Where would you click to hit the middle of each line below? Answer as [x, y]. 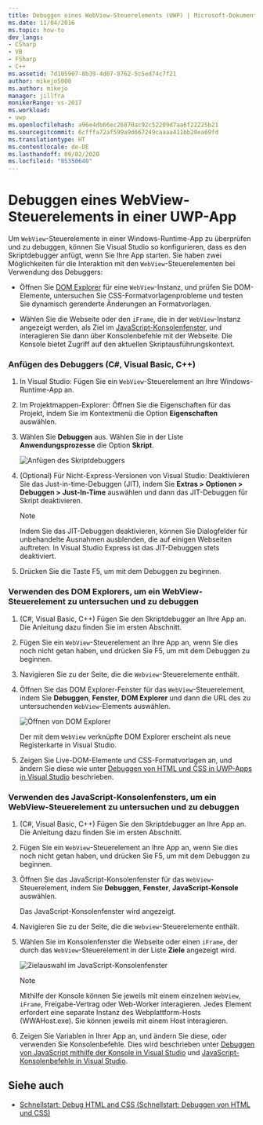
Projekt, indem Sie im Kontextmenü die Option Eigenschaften [118, 414]
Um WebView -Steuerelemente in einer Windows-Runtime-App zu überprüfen [130, 239]
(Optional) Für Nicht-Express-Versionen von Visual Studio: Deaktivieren [134, 476]
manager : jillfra [36, 96]
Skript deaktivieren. [51, 501]
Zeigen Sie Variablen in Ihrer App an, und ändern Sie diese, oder [123, 1036]
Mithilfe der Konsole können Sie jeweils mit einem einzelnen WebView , [130, 995]
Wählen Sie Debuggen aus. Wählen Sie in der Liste [101, 437]
